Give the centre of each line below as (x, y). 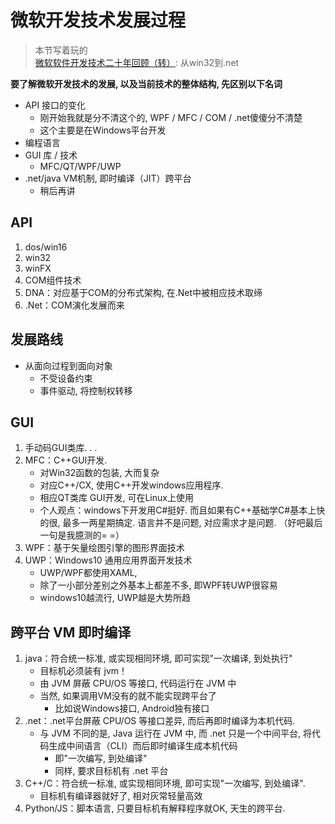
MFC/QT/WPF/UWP (80, 166)
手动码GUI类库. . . (61, 448)
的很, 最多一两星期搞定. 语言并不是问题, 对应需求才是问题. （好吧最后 (181, 523)
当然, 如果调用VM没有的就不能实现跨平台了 (128, 696)
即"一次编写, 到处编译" (101, 758)
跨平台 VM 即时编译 (71, 632)
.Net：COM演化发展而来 (74, 305)
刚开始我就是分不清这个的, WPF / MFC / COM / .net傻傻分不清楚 (171, 117)
